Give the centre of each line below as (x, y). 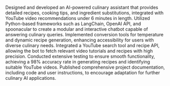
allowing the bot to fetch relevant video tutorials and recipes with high (79, 51)
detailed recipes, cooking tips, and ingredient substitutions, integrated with (84, 13)
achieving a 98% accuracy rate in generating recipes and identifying (78, 62)
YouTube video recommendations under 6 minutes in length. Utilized (78, 18)
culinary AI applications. (31, 78)
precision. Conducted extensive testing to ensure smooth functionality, (80, 56)
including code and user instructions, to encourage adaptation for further (83, 73)
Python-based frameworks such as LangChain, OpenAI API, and (73, 24)
